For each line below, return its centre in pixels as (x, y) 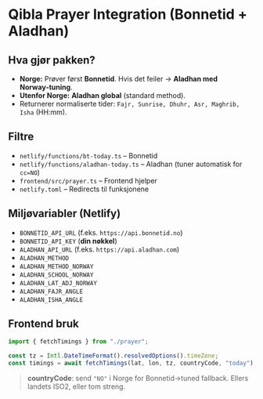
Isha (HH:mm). (43, 112)
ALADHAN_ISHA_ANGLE (51, 299)
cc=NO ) (30, 172)
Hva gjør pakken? (52, 60)
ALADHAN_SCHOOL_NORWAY (56, 275)
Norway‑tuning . (46, 87)
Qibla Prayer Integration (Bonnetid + (128, 15)
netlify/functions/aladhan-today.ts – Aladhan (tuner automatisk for (131, 164)
